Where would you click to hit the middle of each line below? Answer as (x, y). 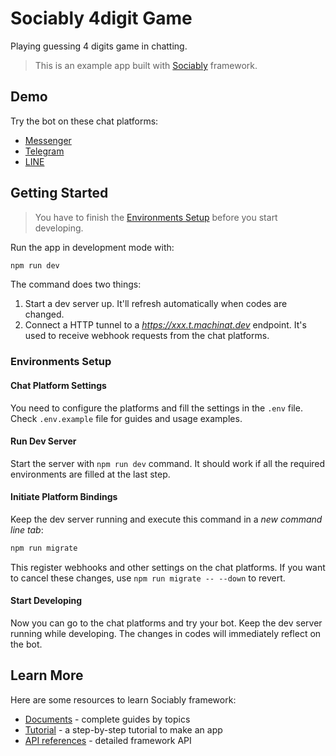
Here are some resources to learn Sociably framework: (123, 699)
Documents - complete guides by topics (107, 719)
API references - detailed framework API (108, 740)
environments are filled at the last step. (90, 474)
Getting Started (59, 193)
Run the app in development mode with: (92, 247)
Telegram (44, 151)
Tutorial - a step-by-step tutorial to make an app (123, 729)
